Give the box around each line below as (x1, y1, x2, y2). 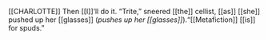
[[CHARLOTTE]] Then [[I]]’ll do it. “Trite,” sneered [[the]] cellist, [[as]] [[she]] (8, 7, 261, 16)
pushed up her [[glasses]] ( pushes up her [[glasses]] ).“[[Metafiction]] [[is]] (8, 15, 256, 24)
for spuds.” (8, 24, 45, 32)
